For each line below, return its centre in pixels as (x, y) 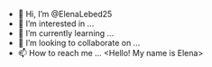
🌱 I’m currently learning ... (66, 33)
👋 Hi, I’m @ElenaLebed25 (65, 14)
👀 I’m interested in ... (56, 24)
